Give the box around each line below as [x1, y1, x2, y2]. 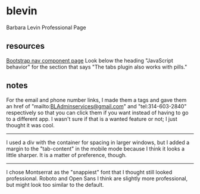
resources [6, 41, 45, 51]
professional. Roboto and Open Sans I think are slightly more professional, [6, 174, 188, 182]
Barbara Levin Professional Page [6, 24, 86, 31]
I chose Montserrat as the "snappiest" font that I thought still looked [6, 168, 173, 176]
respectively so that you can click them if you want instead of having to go [6, 109, 189, 116]
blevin [6, 4, 37, 18]
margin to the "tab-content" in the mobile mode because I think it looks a [6, 145, 185, 152]
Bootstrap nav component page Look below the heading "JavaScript [6, 57, 174, 64]
